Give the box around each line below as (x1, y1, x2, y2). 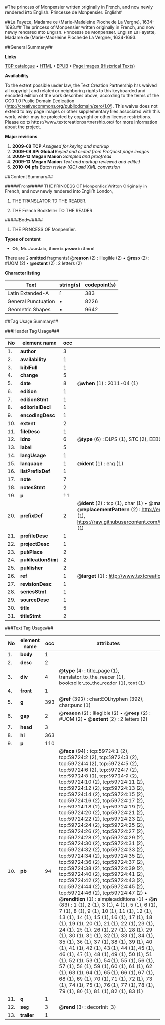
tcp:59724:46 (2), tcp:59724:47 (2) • (59, 889, 147, 896)
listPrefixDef (20, 468, 51, 474)
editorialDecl (20, 404, 51, 410)
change (20, 372, 38, 378)
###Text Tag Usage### (5, 625, 54, 631)
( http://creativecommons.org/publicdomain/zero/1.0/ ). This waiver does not (5, 103, 158, 109)
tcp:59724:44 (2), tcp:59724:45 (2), (59, 883, 145, 890)
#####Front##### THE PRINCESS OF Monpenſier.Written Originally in (5, 183, 147, 189)
